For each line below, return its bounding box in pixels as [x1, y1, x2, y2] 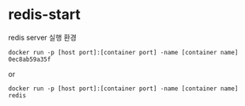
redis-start [8, 6, 81, 24]
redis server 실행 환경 [8, 32, 77, 42]
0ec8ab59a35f [8, 55, 51, 63]
